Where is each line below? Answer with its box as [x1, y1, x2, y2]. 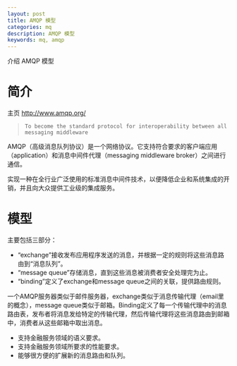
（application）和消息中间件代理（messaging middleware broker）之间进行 [7, 151, 226, 159]
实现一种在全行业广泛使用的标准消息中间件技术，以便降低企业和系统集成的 [7, 175, 224, 183]
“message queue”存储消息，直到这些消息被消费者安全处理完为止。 [17, 269, 212, 276]
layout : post [7, 10, 46, 18]
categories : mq [7, 23, 52, 30]
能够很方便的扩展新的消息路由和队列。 [17, 351, 129, 360]
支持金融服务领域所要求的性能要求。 [17, 343, 123, 350]
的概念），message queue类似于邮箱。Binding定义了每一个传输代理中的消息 [7, 301, 227, 309]
